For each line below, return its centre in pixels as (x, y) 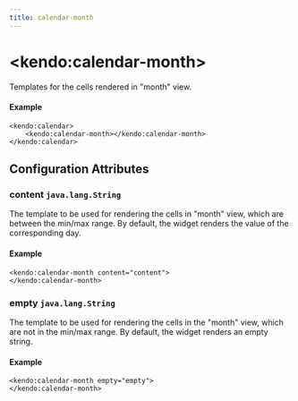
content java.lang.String (65, 195)
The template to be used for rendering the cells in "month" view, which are (147, 214)
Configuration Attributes (79, 170)
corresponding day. (45, 233)
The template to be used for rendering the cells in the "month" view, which (147, 322)
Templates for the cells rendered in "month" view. (101, 87)
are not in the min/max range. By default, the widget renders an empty (139, 331)
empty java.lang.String (63, 303)
